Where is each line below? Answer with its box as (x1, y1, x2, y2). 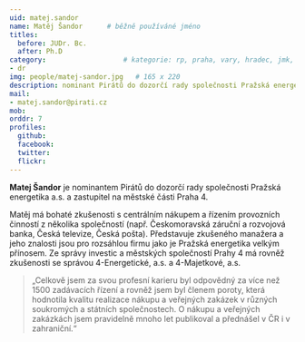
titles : (9, 30, 39, 39)
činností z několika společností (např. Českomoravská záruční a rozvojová (9, 219, 286, 230)
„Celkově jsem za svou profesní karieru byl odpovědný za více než (31, 274, 280, 286)
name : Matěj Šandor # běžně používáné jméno (9, 22, 202, 31)
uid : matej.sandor (9, 13, 79, 23)
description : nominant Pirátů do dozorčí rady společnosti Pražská (9, 81, 271, 90)
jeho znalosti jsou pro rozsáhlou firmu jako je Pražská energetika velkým (9, 238, 280, 249)
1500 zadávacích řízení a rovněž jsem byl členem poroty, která (31, 284, 266, 295)
